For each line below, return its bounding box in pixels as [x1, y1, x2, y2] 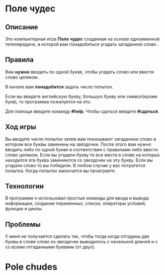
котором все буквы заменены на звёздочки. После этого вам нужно [5, 141, 152, 147]
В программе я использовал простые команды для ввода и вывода [5, 195, 149, 201]
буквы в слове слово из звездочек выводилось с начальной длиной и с [5, 239, 158, 245]
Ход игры [5, 123, 36, 131]
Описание [5, 23, 38, 31]
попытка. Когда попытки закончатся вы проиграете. [5, 168, 116, 174]
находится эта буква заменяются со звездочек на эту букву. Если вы [5, 157, 153, 163]
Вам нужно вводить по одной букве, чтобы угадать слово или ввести [5, 69, 154, 75]
